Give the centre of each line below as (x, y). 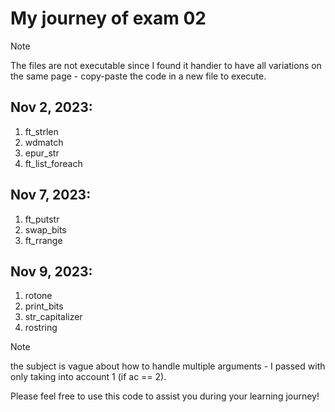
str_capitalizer (53, 317)
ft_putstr (42, 219)
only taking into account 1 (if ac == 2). (88, 377)
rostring (41, 328)
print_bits (44, 306)
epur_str (42, 153)
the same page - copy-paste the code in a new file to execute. (138, 76)
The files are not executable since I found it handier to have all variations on (166, 65)
